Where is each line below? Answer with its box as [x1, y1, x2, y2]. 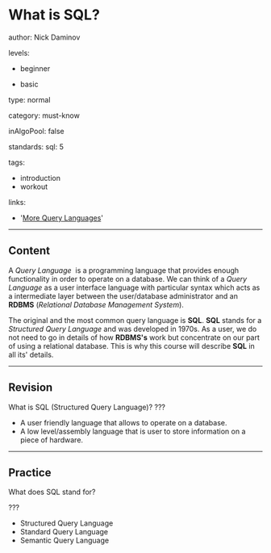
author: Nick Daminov [8, 32, 81, 42]
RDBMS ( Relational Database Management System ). [8, 300, 184, 309]
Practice [8, 466, 52, 480]
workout [19, 182, 48, 191]
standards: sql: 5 [8, 141, 65, 151]
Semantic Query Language [19, 535, 110, 546]
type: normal [8, 94, 51, 104]
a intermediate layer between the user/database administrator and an [8, 291, 238, 300]
